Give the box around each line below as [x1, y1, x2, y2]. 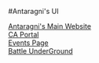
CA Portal [8, 30, 39, 39]
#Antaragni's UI [8, 7, 59, 16]
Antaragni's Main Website [8, 22, 92, 30]
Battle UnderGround [8, 47, 73, 55]
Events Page [8, 38, 49, 47]
